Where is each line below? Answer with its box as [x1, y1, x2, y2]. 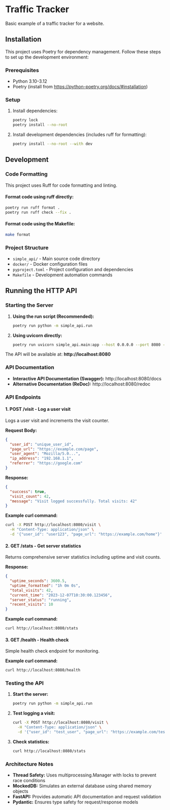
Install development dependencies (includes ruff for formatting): [12, 132, 147, 138]
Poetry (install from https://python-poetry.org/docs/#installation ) [12, 84, 148, 90]
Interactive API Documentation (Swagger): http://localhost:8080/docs [12, 375, 161, 381]
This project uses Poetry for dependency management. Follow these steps [5, 48, 161, 54]
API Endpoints [5, 394, 41, 401]
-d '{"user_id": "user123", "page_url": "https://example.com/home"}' [10, 532, 162, 537]
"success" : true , [10, 489, 47, 494]
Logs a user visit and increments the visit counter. [5, 417, 110, 424]
